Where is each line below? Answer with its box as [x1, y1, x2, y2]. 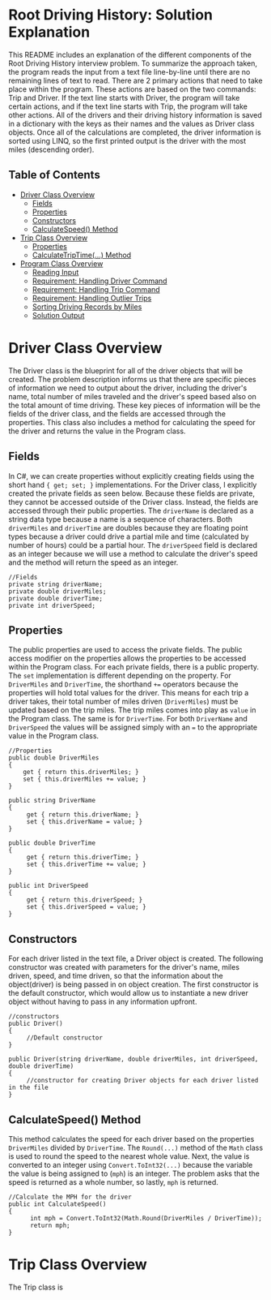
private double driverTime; [8, 594, 104, 602]
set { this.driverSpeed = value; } [26, 903, 147, 911]
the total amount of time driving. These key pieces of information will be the [8, 400, 260, 410]
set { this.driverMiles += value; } [23, 775, 147, 784]
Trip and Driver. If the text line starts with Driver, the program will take [8, 93, 240, 102]
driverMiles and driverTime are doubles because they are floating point [8, 523, 248, 532]
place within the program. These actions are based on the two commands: [8, 84, 256, 94]
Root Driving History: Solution [8, 6, 213, 24]
